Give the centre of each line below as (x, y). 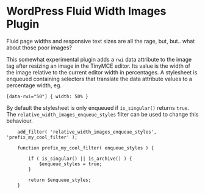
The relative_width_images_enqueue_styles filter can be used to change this (103, 114)
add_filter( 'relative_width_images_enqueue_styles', (87, 132)
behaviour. (20, 121)
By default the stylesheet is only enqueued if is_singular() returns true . (98, 107)
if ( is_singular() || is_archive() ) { (80, 159)
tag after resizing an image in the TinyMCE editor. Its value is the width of (98, 66)
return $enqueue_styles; (60, 180)
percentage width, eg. (34, 85)
